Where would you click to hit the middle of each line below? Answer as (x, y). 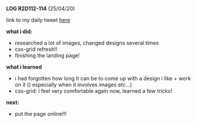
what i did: (19, 31)
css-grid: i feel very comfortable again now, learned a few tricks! (93, 91)
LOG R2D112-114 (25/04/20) (41, 9)
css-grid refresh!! (36, 49)
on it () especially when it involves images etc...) (73, 85)
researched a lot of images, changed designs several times (87, 43)
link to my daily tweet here (38, 20)
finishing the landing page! (47, 55)
